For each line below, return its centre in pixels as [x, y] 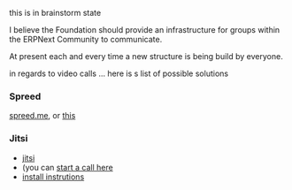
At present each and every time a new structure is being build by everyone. [146, 56]
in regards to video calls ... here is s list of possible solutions [119, 73]
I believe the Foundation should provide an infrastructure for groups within [145, 30]
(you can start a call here [67, 167]
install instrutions [53, 177]
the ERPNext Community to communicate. [86, 39]
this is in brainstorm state [55, 13]
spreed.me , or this [42, 116]
